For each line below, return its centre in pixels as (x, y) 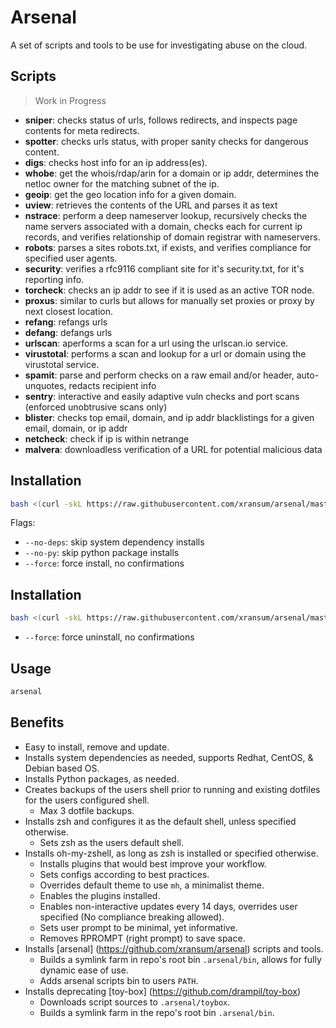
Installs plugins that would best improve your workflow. (153, 863)
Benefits (37, 722)
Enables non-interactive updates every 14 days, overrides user (168, 906)
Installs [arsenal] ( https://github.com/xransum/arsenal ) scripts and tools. (174, 948)
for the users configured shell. (87, 800)
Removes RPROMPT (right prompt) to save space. (142, 938)
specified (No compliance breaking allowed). (132, 917)
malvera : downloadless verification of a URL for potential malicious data (173, 449)
